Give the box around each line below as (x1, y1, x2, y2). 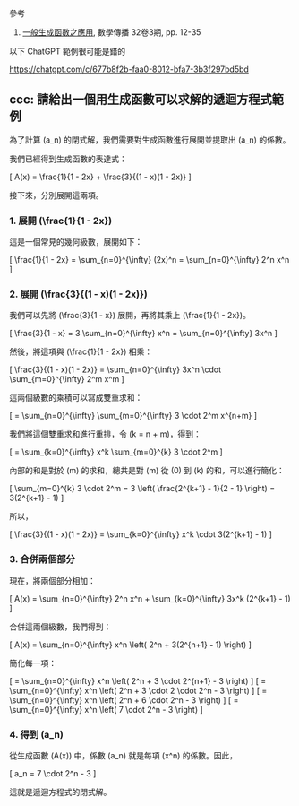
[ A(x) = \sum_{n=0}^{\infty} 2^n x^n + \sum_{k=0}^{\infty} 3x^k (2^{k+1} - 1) (9, 593, 291, 603)
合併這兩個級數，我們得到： (9, 621, 112, 632)
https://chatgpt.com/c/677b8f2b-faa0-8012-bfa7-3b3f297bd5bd (9, 64, 249, 74)
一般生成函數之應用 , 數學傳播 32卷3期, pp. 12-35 (21, 27, 201, 38)
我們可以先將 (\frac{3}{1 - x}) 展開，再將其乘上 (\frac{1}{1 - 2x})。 (9, 310, 251, 321)
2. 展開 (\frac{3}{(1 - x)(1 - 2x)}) (9, 288, 148, 300)
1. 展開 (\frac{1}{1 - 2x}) (9, 214, 113, 227)
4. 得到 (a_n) (9, 728, 64, 741)
